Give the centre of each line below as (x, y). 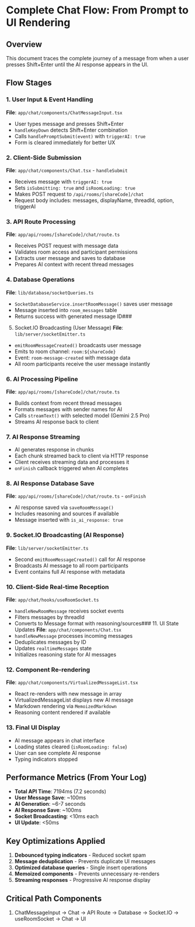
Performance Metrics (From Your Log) (76, 777)
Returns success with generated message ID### (73, 316)
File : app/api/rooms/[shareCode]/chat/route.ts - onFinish (76, 496)
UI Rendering (38, 23)
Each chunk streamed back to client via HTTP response (81, 456)
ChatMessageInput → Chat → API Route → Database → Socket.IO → (97, 913)
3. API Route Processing (41, 221)
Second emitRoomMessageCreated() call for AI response (80, 559)
